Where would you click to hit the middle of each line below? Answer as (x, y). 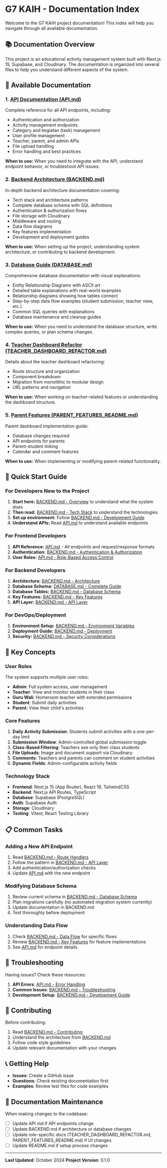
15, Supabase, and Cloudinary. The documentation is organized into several (83, 64)
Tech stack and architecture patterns (50, 200)
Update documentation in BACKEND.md (53, 907)
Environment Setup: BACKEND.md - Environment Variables (73, 626)
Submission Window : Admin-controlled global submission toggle (79, 742)
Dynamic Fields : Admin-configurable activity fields (65, 763)
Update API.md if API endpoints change (53, 1124)
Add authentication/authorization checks (54, 868)
